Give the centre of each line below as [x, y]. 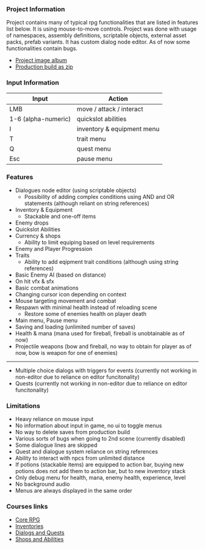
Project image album [41, 61]
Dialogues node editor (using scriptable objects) [76, 190]
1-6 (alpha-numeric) [40, 119]
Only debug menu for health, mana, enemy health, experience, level [100, 478]
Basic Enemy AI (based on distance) [61, 275]
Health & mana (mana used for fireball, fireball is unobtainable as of [100, 333]
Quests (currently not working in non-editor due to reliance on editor [101, 383]
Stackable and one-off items [60, 216]
